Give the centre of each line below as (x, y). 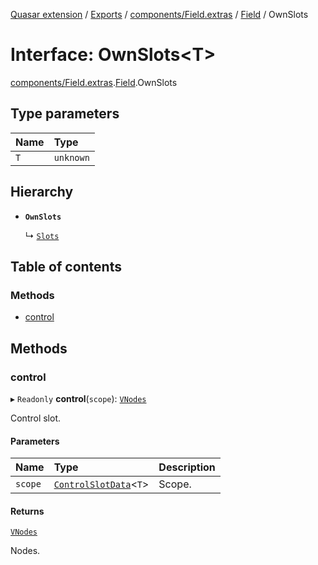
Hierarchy (42, 192)
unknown (71, 157)
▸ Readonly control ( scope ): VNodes (78, 398)
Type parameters (65, 114)
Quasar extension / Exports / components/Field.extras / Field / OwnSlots (159, 14)
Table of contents (66, 266)
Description (187, 467)
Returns (27, 511)
